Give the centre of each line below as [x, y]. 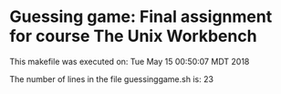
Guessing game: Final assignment [141, 17]
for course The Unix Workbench [133, 36]
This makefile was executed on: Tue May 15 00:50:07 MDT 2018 [130, 61]
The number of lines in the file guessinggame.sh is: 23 [112, 78]
